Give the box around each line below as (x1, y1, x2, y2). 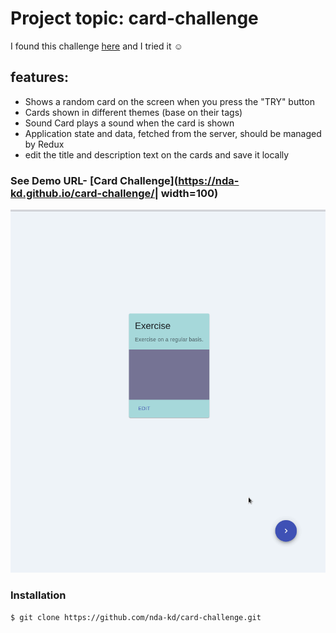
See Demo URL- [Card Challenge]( (10, 173, 179, 187)
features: (10, 69, 69, 86)
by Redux (24, 138, 65, 150)
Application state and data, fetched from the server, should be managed (24, 127, 322, 139)
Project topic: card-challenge (10, 7, 259, 30)
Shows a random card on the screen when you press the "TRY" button (24, 95, 315, 107)
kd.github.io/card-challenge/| (10, 186, 159, 200)
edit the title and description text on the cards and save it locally (24, 148, 290, 161)
